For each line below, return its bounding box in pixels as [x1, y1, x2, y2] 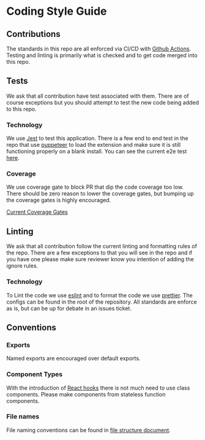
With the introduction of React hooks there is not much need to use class [6, 384, 190, 391]
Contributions [6, 29, 61, 39]
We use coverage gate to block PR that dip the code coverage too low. [6, 183, 184, 191]
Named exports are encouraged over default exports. [6, 355, 141, 362]
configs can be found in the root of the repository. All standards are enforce [6, 298, 197, 305]
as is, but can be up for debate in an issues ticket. [6, 304, 132, 312]
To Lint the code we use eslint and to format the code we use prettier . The [6, 291, 193, 299]
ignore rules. [6, 262, 39, 270]
